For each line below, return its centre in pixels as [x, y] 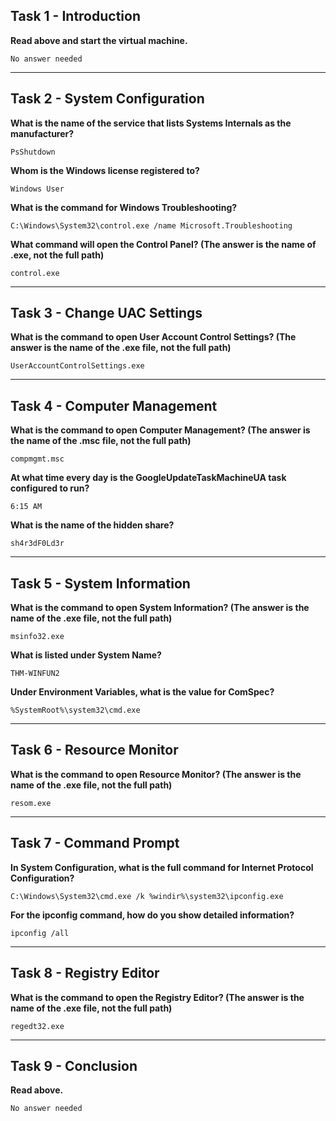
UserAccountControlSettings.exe [77, 366]
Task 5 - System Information [100, 583]
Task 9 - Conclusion [74, 1065]
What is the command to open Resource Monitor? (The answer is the [156, 774]
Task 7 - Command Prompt [95, 843]
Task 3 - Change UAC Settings [106, 313]
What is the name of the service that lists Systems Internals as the [151, 123]
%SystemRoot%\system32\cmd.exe [75, 710]
